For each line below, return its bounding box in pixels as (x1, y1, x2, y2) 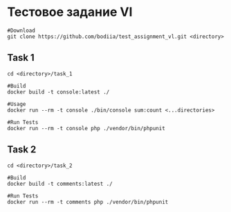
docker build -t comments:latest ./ (7, 180, 113, 187)
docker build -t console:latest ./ (7, 88, 110, 96)
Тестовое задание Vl (7, 4, 133, 20)
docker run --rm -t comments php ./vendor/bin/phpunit (7, 198, 169, 205)
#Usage (7, 100, 26, 107)
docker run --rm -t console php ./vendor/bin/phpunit (7, 125, 166, 132)
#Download (7, 27, 36, 34)
